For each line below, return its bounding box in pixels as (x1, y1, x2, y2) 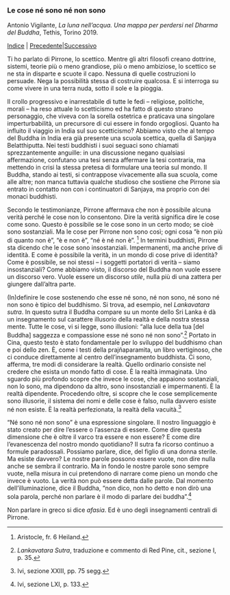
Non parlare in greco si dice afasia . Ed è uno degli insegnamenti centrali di (7, 506, 218, 514)
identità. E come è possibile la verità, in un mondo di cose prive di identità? (7, 250, 218, 259)
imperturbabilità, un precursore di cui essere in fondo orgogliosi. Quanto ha (7, 120, 220, 128)
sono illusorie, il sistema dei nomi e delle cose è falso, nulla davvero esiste (7, 396, 217, 405)
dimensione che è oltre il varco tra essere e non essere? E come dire (7, 433, 201, 441)
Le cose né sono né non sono (7, 5, 106, 15)
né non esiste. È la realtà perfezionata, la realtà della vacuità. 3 (7, 404, 181, 414)
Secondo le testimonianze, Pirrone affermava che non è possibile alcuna (7, 205, 211, 214)
